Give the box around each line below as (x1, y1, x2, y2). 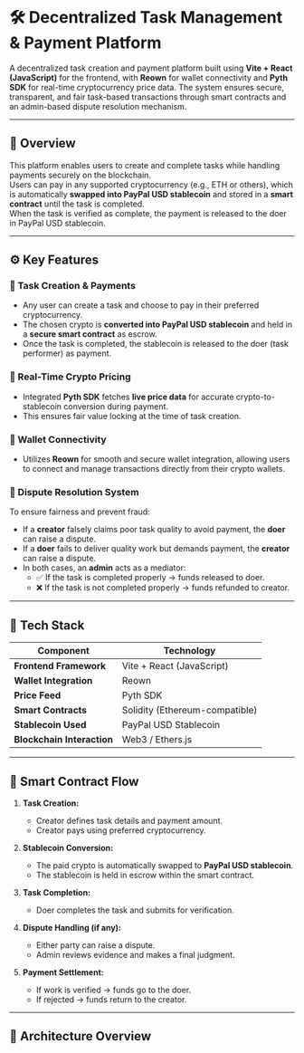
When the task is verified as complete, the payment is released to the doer (9, 207, 288, 218)
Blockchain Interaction (14, 733, 113, 746)
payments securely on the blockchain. (9, 169, 152, 180)
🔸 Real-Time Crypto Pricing (9, 370, 131, 383)
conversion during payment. (62, 400, 169, 412)
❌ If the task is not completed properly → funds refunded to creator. (35, 582, 290, 593)
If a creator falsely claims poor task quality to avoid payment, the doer (22, 524, 286, 535)
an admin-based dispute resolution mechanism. (9, 101, 187, 111)
